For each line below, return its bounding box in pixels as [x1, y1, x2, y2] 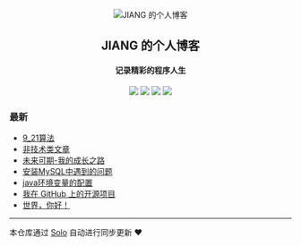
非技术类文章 [21, 143, 70, 154]
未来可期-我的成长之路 [21, 155, 106, 165]
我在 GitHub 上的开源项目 [21, 188, 116, 199]
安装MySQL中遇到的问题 [21, 165, 113, 176]
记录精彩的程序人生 [115, 64, 186, 75]
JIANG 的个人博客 [101, 38, 200, 54]
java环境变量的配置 [21, 177, 93, 188]
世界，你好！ [21, 199, 70, 210]
